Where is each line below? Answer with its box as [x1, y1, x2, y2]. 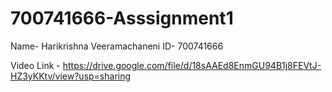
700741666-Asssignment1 [10, 7, 234, 30]
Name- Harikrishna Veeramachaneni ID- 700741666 [10, 40, 224, 52]
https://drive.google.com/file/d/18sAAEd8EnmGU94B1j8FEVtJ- [62, 59, 322, 71]
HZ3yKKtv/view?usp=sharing [10, 70, 132, 82]
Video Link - [10, 59, 61, 71]
